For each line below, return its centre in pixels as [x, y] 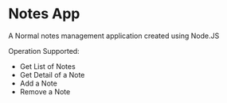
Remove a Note [45, 91]
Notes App [44, 14]
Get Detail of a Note [52, 74]
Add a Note [38, 83]
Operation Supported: [44, 51]
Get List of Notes [47, 66]
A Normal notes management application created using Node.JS [114, 36]
